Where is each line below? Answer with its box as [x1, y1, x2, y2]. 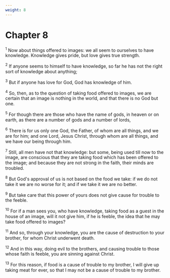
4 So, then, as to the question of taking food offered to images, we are [5, 89, 152, 96]
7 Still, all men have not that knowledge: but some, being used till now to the [5, 148, 164, 155]
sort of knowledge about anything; [5, 68, 78, 74]
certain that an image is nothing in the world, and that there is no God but [5, 95, 158, 102]
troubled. [5, 165, 24, 171]
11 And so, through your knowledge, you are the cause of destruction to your [5, 229, 165, 235]
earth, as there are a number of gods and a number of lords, [5, 116, 131, 122]
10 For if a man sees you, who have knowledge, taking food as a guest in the [5, 207, 164, 214]
